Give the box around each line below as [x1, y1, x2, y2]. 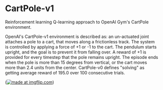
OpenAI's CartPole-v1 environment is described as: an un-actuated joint [5, 34, 149, 39]
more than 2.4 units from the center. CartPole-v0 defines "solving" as [5, 64, 145, 71]
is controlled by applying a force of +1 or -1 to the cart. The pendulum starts [5, 44, 157, 50]
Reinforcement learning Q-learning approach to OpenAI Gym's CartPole [5, 19, 149, 25]
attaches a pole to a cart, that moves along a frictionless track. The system [5, 38, 155, 44]
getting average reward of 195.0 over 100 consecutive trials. [5, 70, 125, 75]
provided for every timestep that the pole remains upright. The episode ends [5, 54, 158, 60]
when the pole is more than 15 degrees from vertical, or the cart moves [5, 59, 147, 65]
